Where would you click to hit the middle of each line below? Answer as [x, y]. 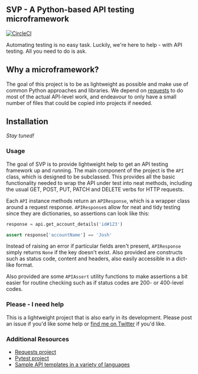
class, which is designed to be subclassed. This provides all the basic [91, 177]
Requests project [35, 352]
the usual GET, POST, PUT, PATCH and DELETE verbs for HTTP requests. [95, 189]
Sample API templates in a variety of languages [72, 365]
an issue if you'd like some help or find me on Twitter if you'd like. [86, 324]
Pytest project [32, 359]
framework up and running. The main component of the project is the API [95, 170]
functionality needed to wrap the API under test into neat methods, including [99, 183]
